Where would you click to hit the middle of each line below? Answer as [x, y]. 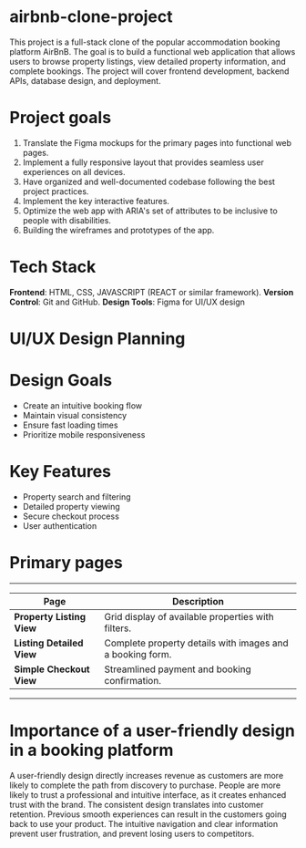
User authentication [60, 525]
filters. [118, 628]
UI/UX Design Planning [97, 338]
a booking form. [138, 654]
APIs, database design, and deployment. [85, 80]
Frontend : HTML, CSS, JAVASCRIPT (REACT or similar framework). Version [152, 292]
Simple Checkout [52, 669]
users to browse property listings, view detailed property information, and [148, 61]
